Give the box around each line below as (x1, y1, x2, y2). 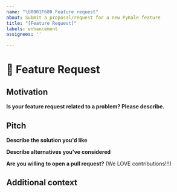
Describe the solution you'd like (6, 136, 88, 144)
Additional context (6, 177, 77, 188)
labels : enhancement (6, 25, 59, 32)
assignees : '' (6, 31, 42, 38)
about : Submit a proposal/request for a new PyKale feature (6, 15, 161, 21)
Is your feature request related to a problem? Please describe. (6, 103, 165, 110)
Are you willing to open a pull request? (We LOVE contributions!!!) (6, 160, 172, 167)
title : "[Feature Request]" (6, 20, 77, 26)
